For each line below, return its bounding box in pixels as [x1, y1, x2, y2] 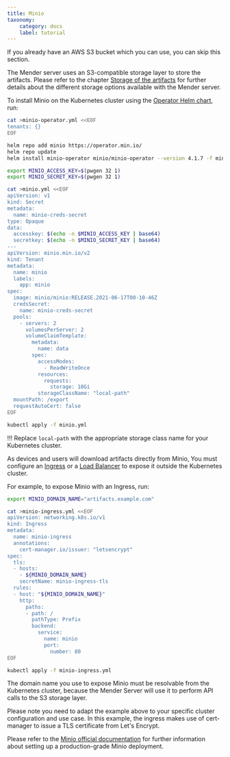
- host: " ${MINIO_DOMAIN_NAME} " [13, 590, 106, 597]
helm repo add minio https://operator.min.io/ [7, 142, 142, 149]
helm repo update [7, 148, 57, 155]
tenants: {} [7, 123, 41, 130]
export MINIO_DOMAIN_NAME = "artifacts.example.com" [7, 495, 155, 503]
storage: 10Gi [50, 383, 90, 391]
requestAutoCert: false [13, 402, 81, 409]
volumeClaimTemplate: [25, 333, 88, 339]
